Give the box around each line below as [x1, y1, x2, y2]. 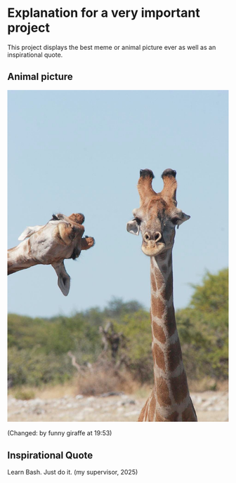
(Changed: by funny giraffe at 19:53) [7, 429, 112, 437]
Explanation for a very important [7, 5, 200, 21]
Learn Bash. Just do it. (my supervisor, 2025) [7, 468, 138, 477]
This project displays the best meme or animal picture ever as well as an [7, 43, 216, 51]
